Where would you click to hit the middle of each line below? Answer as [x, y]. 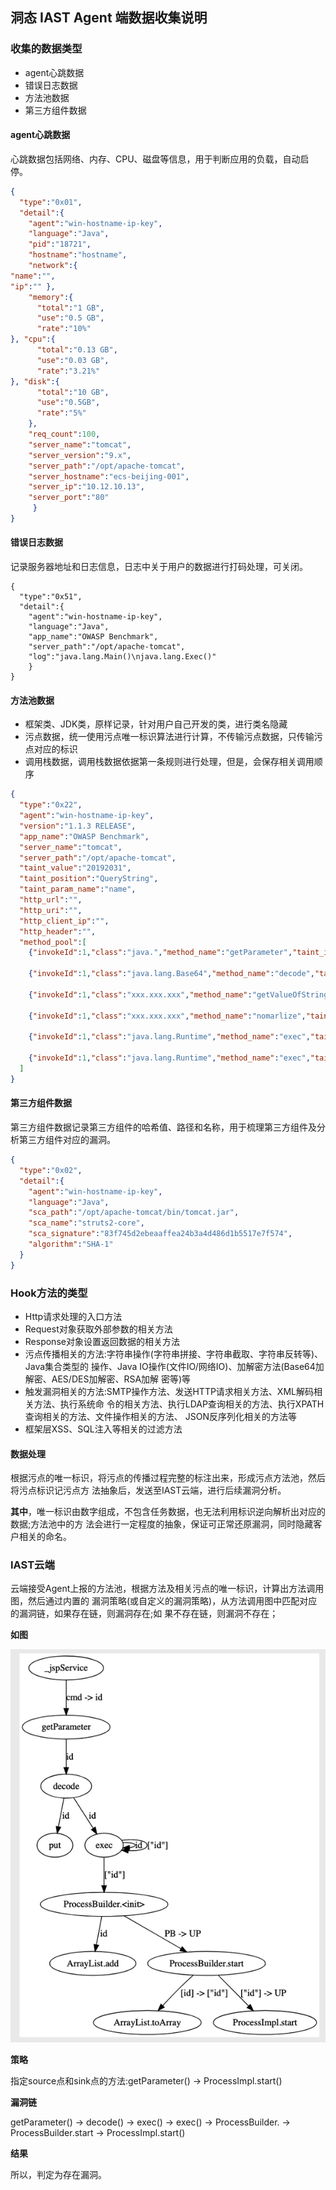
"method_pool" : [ [53, 942]
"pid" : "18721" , [60, 244]
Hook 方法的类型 [49, 1293]
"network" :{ [53, 266]
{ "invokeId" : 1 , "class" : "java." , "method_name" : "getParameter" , [160, 953]
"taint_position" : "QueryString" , [89, 879]
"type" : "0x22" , [51, 805]
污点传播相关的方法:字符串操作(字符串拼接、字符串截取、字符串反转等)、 [174, 1354]
